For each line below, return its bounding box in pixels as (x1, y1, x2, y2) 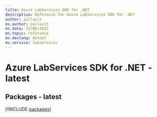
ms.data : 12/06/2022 (5, 26, 49, 31)
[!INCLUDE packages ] (5, 106, 51, 112)
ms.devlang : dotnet (5, 36, 47, 41)
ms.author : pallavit (5, 21, 49, 27)
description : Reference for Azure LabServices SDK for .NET (5, 12, 136, 17)
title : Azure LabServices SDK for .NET (5, 7, 90, 13)
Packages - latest (5, 93, 62, 101)
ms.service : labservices (5, 40, 58, 45)
